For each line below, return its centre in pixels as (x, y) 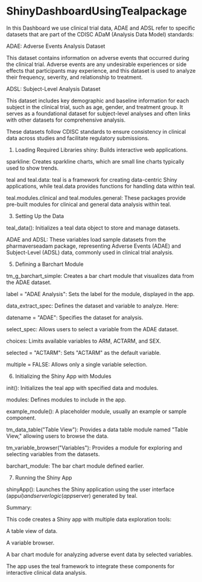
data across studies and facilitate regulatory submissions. (78, 138)
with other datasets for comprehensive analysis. (66, 120)
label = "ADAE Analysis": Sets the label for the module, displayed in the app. (100, 294)
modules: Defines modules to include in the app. (66, 399)
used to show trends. (33, 168)
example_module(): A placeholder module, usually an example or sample (96, 411)
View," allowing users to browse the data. (57, 436)
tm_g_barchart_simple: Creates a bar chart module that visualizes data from (100, 276)
